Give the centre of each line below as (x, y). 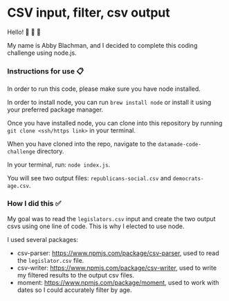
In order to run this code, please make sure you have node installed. (104, 89)
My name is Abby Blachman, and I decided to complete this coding (102, 45)
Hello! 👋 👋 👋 (24, 32)
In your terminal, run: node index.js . (59, 165)
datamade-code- (180, 145)
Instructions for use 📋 (46, 71)
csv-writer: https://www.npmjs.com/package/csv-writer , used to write (117, 268)
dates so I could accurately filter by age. (75, 290)
